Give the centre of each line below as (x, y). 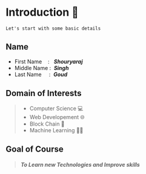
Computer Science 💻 (56, 108)
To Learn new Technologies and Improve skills (80, 164)
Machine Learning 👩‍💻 (56, 130)
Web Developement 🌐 (57, 117)
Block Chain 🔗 (47, 124)
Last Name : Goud (41, 74)
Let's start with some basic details (53, 28)
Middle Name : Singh (41, 68)
